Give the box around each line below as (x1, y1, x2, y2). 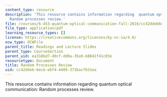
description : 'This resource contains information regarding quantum (5, 12, 155, 17)
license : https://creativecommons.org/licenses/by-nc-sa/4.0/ (5, 35, 137, 40)
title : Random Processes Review (5, 63, 72, 68)
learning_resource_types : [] (5, 30, 66, 35)
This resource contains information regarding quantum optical (5, 81, 132, 87)
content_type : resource (5, 7, 55, 12)
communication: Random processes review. (5, 87, 94, 92)
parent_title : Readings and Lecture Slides (5, 44, 97, 49)
